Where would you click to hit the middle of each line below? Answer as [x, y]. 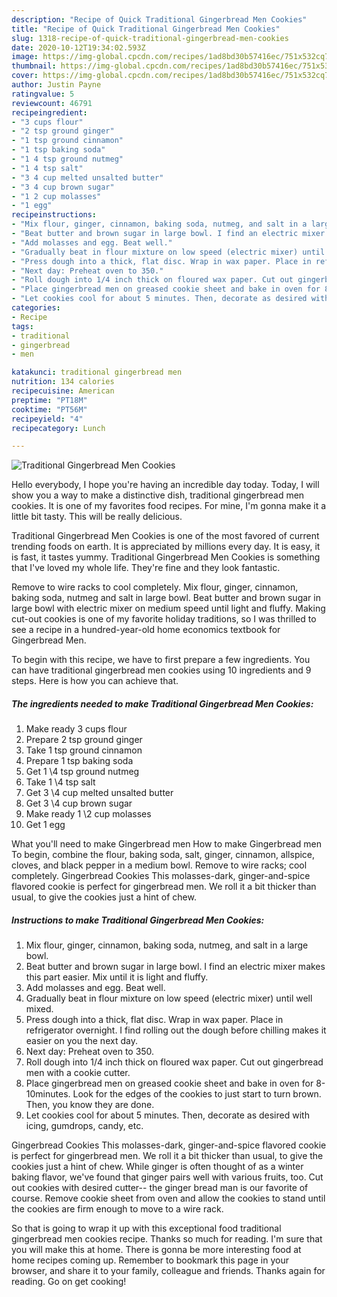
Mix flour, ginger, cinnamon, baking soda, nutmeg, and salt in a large [167, 945]
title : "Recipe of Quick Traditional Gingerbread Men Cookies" [146, 29]
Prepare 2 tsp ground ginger [84, 740]
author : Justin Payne [56, 85]
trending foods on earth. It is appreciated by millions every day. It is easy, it [166, 547]
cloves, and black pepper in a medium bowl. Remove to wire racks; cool [159, 865]
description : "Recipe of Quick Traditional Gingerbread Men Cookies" [159, 19]
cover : [25, 76]
